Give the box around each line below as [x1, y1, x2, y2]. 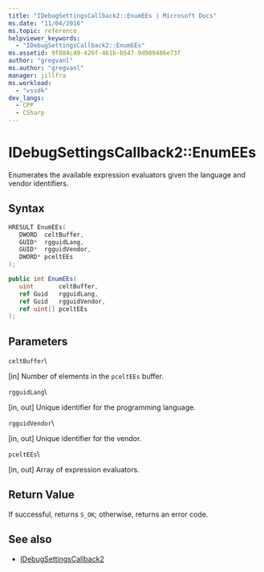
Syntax [8, 202, 45, 215]
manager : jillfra [8, 71, 67, 80]
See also [8, 533, 52, 546]
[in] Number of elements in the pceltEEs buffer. [8, 371, 164, 382]
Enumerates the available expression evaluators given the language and [8, 170, 246, 179]
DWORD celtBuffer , [18, 231, 84, 239]
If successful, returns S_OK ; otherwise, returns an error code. [8, 509, 209, 519]
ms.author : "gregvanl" [8, 64, 84, 72]
